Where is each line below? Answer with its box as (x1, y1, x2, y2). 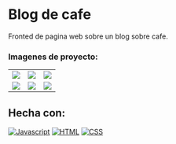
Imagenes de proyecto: (8, 51, 98, 62)
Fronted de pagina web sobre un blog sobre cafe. (8, 31, 169, 41)
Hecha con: (8, 106, 66, 120)
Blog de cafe (8, 6, 92, 24)
